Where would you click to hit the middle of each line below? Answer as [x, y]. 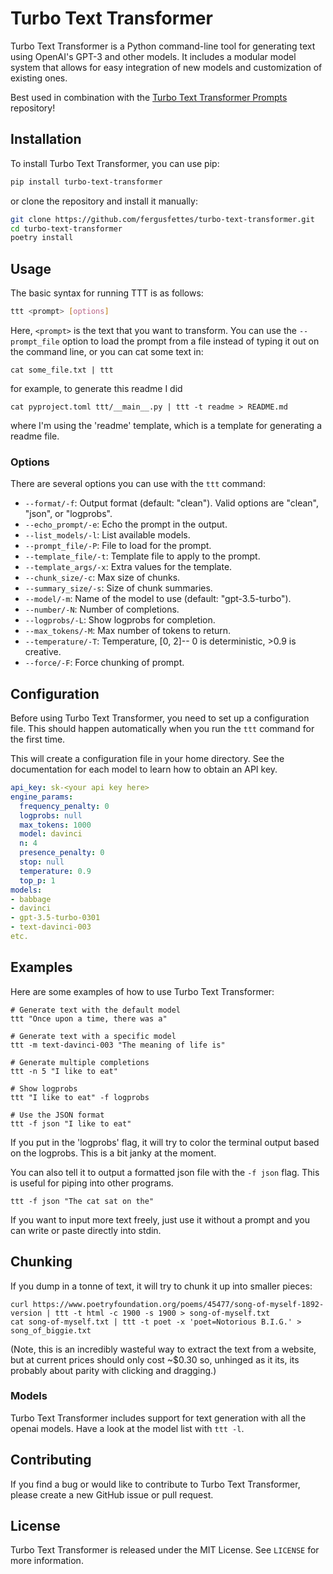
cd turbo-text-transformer [66, 228]
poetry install [42, 238]
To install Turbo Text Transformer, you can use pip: [115, 163]
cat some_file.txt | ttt [62, 370]
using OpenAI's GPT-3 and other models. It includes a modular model [153, 56]
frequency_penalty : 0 [64, 806]
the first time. [38, 739]
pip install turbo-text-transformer [86, 182]
